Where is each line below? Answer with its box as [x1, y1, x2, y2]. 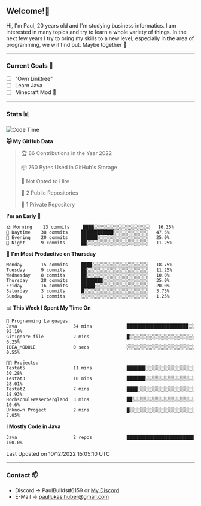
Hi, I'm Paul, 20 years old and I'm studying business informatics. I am [6, 22, 176, 29]
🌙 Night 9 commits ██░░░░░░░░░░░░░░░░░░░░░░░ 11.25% [6, 240, 172, 246]
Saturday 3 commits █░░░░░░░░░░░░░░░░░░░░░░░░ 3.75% [6, 288, 170, 294]
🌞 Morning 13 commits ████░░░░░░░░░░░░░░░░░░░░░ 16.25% [6, 224, 175, 230]
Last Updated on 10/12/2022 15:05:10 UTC [6, 450, 110, 457]
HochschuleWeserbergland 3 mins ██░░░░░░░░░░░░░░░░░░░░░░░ [6, 396, 194, 402]
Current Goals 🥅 [6, 61, 54, 69]
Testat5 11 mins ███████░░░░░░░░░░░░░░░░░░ [6, 365, 194, 371]
